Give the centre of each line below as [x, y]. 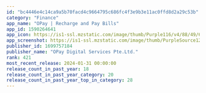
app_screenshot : [27, 40]
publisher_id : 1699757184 [39, 46]
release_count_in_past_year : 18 [48, 69]
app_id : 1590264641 [31, 29]
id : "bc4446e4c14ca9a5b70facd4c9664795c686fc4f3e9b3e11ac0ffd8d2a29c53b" [103, 12]
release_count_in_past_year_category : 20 [60, 75]
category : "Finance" [33, 18]
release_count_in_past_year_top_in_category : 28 [70, 80]
